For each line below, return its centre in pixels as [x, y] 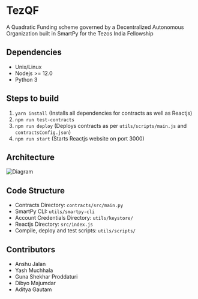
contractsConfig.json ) [43, 132]
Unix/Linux [28, 67]
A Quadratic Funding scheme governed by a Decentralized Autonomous [95, 27]
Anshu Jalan [30, 264]
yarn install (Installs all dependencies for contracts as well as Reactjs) [103, 113]
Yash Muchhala [34, 270]
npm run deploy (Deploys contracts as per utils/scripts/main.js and [101, 125]
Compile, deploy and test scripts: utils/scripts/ [75, 231]
